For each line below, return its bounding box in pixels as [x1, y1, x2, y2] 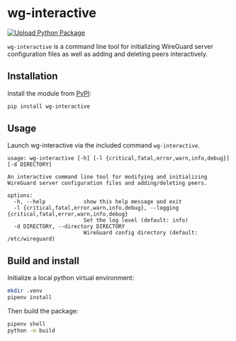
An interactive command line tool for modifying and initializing [7, 174, 208, 181]
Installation [7, 70, 58, 82]
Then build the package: [7, 307, 79, 315]
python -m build [7, 327, 55, 334]
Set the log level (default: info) [83, 217, 189, 224]
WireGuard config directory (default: [83, 229, 198, 237]
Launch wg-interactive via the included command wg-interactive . [7, 141, 201, 150]
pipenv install [7, 294, 52, 301]
